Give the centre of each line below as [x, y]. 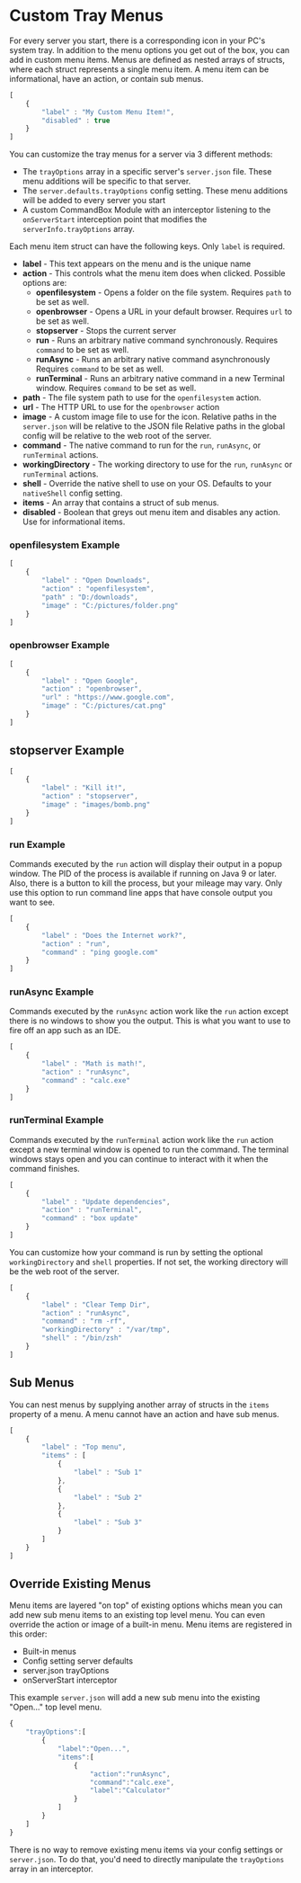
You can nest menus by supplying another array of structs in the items [139, 1405]
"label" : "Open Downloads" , [96, 581]
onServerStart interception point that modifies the [115, 219]
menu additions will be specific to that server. [106, 182]
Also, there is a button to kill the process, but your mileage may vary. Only [146, 883]
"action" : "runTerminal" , [92, 1210]
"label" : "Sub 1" [108, 1472]
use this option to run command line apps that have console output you [141, 893]
